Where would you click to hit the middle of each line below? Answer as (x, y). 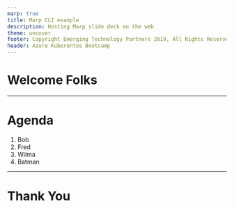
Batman (28, 162)
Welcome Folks (52, 80)
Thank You (39, 197)
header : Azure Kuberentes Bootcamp (59, 46)
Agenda (30, 120)
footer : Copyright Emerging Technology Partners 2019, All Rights (106, 40)
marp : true (23, 14)
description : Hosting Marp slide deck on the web (81, 26)
